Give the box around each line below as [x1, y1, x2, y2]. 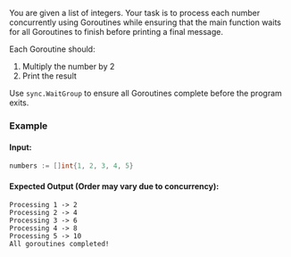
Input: [9, 142, 32, 153]
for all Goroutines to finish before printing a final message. [9, 27, 223, 37]
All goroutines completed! [9, 240, 110, 249]
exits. [9, 97, 29, 108]
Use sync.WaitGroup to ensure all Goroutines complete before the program [9, 88, 283, 98]
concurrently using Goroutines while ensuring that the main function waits [9, 17, 281, 28]
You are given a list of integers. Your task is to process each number [9, 8, 261, 18]
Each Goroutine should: [9, 44, 96, 54]
